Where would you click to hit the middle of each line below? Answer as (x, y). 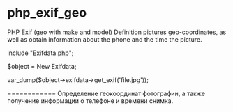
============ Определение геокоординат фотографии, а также (106, 93)
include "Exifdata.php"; (40, 53)
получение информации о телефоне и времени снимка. (90, 101)
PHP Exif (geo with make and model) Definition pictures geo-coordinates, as (117, 32)
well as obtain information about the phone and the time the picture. (105, 39)
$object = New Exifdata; (42, 66)
